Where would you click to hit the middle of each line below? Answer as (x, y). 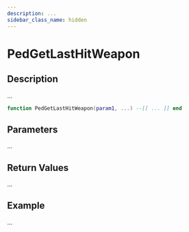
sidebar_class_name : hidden (47, 20)
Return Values (38, 168)
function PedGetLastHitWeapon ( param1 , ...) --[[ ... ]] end (95, 108)
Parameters (33, 129)
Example (26, 206)
